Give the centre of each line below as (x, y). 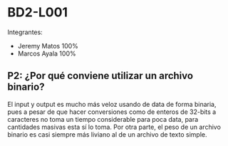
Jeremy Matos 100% (48, 46)
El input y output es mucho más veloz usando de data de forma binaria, (112, 104)
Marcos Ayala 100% (47, 53)
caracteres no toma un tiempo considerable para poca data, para (103, 119)
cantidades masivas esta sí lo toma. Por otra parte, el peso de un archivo (114, 127)
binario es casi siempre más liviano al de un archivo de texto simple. (107, 134)
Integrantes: (25, 32)
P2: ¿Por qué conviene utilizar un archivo (100, 76)
